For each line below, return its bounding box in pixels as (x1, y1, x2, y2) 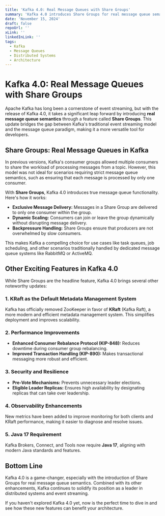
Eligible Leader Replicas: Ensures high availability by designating (12, 385, 145, 390)
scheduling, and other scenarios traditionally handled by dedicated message (5, 245, 160, 251)
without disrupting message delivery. (12, 220, 87, 226)
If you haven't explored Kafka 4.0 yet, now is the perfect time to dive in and (5, 500, 157, 506)
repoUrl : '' (5, 26, 29, 31)
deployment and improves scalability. (5, 317, 81, 323)
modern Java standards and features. (5, 448, 81, 453)
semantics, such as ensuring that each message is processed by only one (5, 175, 155, 180)
